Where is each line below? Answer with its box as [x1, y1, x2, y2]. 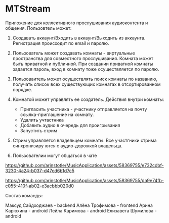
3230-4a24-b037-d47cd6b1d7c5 [5, 168, 75, 174]
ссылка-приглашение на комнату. [20, 111, 94, 118]
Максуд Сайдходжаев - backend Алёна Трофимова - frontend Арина [5, 202, 153, 208]
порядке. [12, 86, 32, 92]
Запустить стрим [20, 127, 57, 134]
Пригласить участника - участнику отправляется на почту [20, 106, 147, 112]
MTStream [5, 3, 51, 15]
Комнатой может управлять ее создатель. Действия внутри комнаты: [12, 96, 164, 102]
